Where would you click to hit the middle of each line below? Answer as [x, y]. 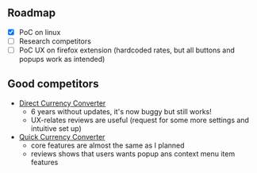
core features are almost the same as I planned [107, 145]
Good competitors [53, 84]
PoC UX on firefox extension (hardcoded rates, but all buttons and [127, 50]
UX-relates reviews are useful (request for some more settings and [140, 120]
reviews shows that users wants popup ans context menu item [133, 153]
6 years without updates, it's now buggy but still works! [121, 111]
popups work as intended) [62, 59]
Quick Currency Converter [62, 136]
